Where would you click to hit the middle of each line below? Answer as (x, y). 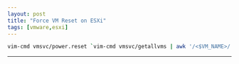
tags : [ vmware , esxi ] (38, 27)
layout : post (27, 14)
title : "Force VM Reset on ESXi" (57, 21)
